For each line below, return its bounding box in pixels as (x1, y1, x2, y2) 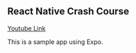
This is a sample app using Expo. (7, 38, 103, 46)
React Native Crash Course (7, 6, 130, 17)
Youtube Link (7, 24, 46, 32)
